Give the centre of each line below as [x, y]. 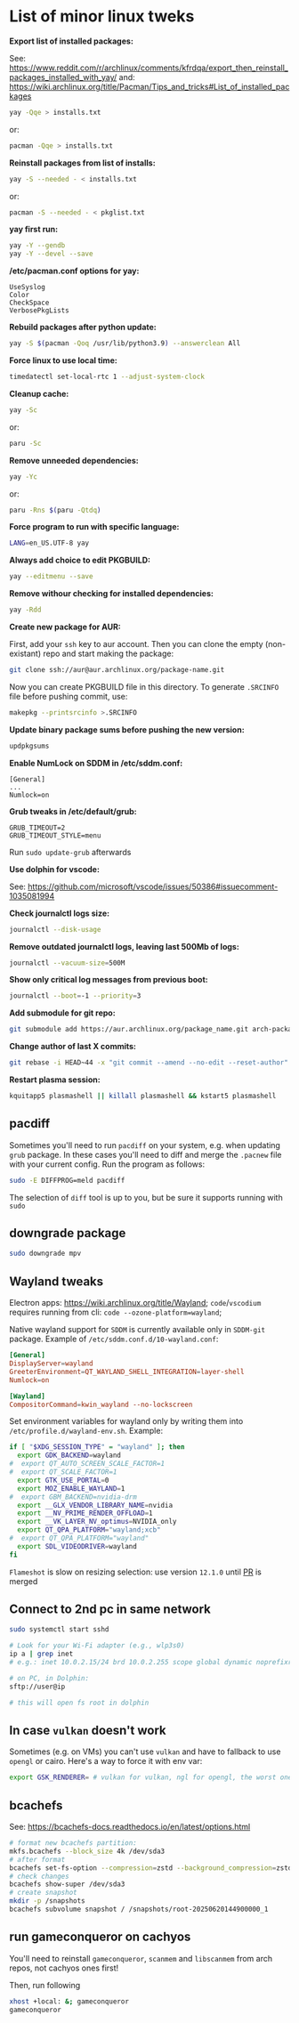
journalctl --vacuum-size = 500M [67, 963]
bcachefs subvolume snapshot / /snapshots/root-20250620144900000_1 [139, 1910]
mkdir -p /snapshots [48, 1901]
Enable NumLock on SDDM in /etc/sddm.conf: [96, 763]
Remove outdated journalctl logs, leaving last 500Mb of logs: [125, 946]
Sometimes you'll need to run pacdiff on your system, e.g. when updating [145, 1145]
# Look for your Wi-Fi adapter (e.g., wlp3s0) [97, 1646]
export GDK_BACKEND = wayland [69, 1456]
